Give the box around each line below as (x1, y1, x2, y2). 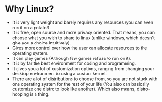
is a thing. (30, 91, 50, 97)
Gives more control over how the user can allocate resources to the (12, 45, 147, 51)
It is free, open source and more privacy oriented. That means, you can (12, 29, 155, 35)
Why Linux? (5, 3, 54, 15)
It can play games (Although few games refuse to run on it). (12, 55, 132, 61)
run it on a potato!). (12, 24, 51, 30)
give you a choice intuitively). (12, 40, 71, 45)
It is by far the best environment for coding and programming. (12, 60, 136, 66)
